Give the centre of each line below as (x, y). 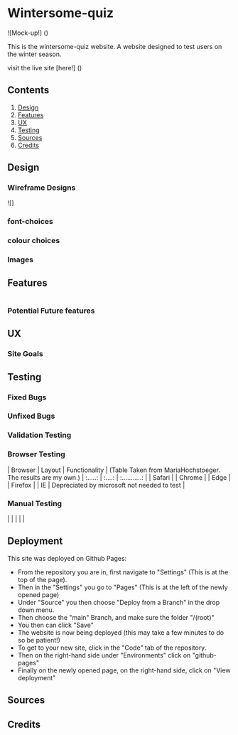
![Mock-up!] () (28, 33)
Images (21, 259)
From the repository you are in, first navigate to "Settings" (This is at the (123, 572)
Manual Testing (35, 503)
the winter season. (34, 54)
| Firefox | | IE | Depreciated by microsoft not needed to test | (96, 485)
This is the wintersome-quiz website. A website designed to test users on (115, 46)
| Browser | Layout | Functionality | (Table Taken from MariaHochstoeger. (114, 470)
